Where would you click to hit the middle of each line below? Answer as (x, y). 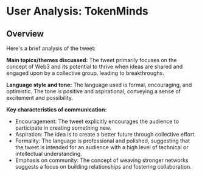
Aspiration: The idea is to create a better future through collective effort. (106, 134)
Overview (25, 34)
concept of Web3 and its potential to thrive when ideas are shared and (95, 66)
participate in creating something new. (63, 128)
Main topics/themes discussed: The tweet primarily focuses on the (92, 60)
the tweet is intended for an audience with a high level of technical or (102, 147)
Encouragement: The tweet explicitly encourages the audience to (97, 121)
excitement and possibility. (40, 98)
